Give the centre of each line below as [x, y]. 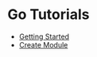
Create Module [43, 44]
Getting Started [44, 36]
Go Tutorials [48, 15]
